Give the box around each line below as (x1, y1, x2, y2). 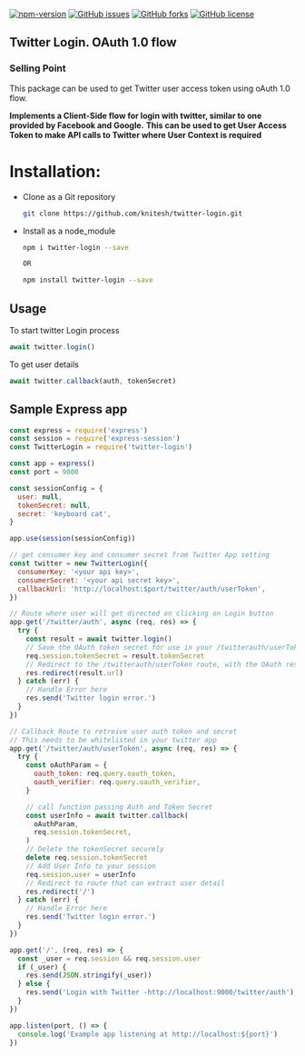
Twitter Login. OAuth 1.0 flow (9, 35, 177, 50)
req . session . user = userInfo (25, 870, 136, 879)
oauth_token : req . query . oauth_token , (33, 769, 177, 779)
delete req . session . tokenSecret (25, 853, 148, 862)
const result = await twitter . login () (25, 634, 172, 643)
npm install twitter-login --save (22, 275, 153, 285)
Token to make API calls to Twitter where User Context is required (9, 129, 262, 140)
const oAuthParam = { (25, 761, 107, 770)
